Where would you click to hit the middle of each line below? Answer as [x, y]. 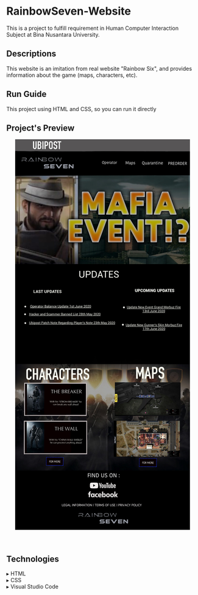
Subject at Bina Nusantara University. [53, 34]
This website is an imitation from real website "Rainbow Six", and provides [99, 68]
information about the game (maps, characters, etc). [72, 75]
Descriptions [31, 54]
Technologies [33, 559]
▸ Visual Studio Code [33, 586]
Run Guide [27, 94]
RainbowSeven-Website [69, 11]
